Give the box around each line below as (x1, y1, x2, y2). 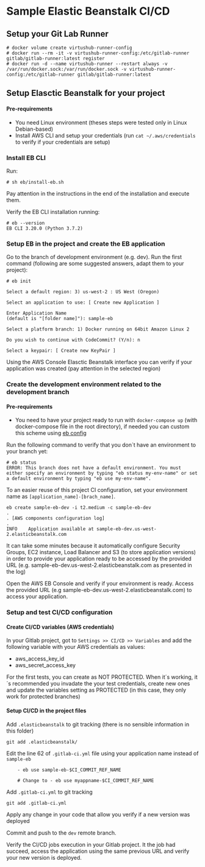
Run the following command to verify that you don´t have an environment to (6, 441, 196, 448)
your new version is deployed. (6, 854, 82, 861)
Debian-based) (15, 125, 54, 133)
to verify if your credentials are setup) (15, 138, 110, 145)
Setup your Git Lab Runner (6, 29, 109, 39)
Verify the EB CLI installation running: (6, 208, 100, 215)
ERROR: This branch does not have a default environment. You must (6, 465, 182, 471)
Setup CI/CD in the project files (6, 707, 87, 714)
